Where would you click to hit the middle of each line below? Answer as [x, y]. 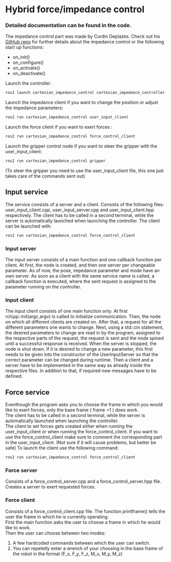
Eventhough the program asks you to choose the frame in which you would [84, 405]
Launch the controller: [28, 83]
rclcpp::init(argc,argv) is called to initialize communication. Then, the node [83, 316]
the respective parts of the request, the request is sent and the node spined [84, 338]
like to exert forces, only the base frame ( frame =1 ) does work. [72, 410]
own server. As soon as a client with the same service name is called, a [80, 276]
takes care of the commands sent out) [45, 176]
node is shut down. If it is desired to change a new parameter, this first [79, 349]
